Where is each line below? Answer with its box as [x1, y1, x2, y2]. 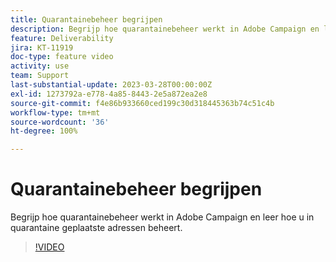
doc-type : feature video [10, 52, 114, 62]
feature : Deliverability [10, 33, 114, 43]
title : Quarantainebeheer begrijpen [10, 14, 163, 25]
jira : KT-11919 [10, 42, 74, 53]
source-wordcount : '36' [10, 117, 110, 127]
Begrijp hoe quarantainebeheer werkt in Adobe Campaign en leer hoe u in [10, 211, 315, 223]
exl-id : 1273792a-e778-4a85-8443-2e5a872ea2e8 [10, 89, 208, 99]
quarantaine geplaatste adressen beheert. [10, 222, 183, 234]
